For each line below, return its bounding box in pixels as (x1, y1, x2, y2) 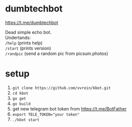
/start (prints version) (5, 45, 51, 51)
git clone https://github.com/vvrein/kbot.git (12, 85, 111, 90)
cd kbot (12, 90, 28, 95)
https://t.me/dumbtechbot (5, 19, 58, 25)
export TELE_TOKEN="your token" (12, 112, 80, 117)
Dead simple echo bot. (5, 29, 52, 35)
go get (12, 96, 26, 101)
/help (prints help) (5, 39, 43, 45)
